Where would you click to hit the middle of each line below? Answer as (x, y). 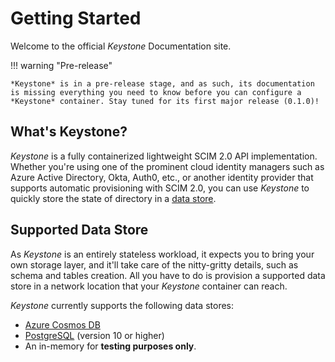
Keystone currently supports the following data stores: (122, 305)
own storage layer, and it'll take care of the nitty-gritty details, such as (154, 264)
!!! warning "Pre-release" (61, 65)
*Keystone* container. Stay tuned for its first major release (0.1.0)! (165, 101)
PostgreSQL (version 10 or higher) (94, 335)
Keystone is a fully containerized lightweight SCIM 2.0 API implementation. (164, 156)
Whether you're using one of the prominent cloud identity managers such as (167, 166)
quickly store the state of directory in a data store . (113, 198)
